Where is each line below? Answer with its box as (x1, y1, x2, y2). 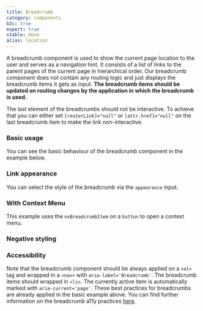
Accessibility (6, 251, 46, 259)
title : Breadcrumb (6, 9, 53, 15)
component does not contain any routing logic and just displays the (6, 74, 176, 81)
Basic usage (6, 133, 44, 142)
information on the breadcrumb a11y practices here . (6, 298, 136, 305)
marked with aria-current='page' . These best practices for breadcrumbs (6, 285, 191, 292)
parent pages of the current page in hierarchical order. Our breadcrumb (6, 67, 186, 74)
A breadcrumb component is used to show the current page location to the (6, 55, 195, 61)
